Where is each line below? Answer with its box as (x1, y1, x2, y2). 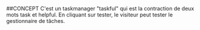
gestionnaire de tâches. (6, 18, 65, 24)
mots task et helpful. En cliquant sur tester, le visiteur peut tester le (6, 11, 173, 18)
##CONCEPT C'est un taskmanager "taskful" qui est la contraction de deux (6, 5, 195, 12)
